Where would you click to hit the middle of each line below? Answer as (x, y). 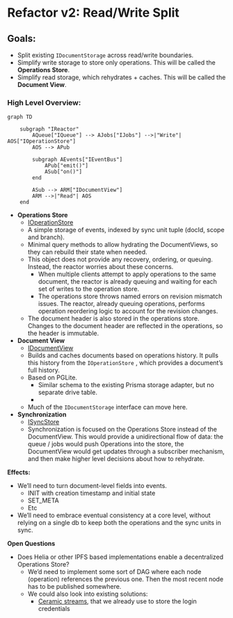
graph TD (20, 117)
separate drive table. (67, 392)
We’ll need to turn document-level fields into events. (92, 486)
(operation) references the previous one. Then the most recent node (126, 579)
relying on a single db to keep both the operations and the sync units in (119, 523)
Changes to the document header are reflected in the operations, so (125, 326)
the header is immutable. (63, 333)
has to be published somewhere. (74, 587)
